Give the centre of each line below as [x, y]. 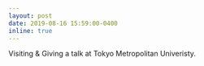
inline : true [30, 31]
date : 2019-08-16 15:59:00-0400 [63, 23]
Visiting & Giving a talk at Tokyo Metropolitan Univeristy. [102, 54]
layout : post [30, 16]
